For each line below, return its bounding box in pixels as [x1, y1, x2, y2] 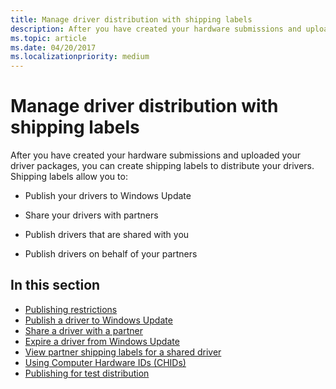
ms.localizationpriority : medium [10, 52, 150, 62]
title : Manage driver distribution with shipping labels [10, 14, 253, 25]
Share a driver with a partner [24, 324, 143, 336]
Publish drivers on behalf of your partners [24, 248, 198, 260]
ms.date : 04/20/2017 [10, 42, 97, 53]
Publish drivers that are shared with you [24, 229, 190, 241]
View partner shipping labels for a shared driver [24, 346, 222, 358]
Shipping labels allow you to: [10, 171, 128, 183]
